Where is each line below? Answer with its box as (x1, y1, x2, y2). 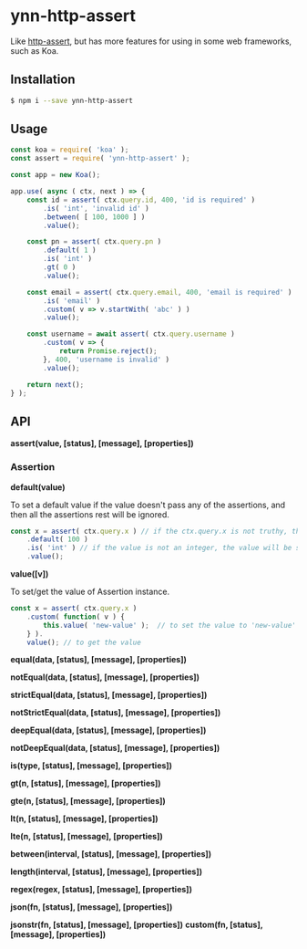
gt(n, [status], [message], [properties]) (10, 777, 162, 789)
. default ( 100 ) (26, 535, 89, 544)
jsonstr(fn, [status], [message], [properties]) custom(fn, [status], (10, 919, 263, 931)
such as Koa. (10, 45, 59, 56)
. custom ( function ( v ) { (26, 612, 126, 621)
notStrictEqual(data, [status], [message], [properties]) (10, 707, 221, 718)
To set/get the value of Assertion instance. (10, 586, 170, 598)
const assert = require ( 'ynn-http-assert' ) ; (10, 154, 190, 163)
